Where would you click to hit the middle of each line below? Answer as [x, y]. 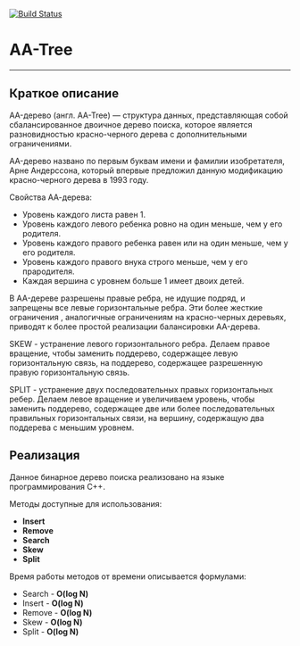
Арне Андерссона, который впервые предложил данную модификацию [146, 170]
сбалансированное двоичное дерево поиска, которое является [131, 124]
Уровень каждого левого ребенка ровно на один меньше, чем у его [152, 224]
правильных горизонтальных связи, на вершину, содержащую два [137, 418]
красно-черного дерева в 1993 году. [79, 179]
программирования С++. [57, 486]
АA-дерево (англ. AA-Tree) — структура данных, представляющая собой [149, 115]
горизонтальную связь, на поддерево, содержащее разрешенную [136, 362]
